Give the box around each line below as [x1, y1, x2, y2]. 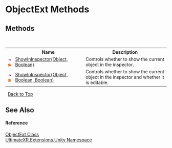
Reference [5, 120, 28, 126]
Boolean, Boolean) [15, 77, 54, 83]
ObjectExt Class [5, 132, 39, 138]
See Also [5, 105, 34, 114]
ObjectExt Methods [5, 4, 90, 15]
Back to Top [7, 91, 33, 97]
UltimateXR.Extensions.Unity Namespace [5, 137, 92, 143]
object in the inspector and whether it [85, 74, 165, 80]
